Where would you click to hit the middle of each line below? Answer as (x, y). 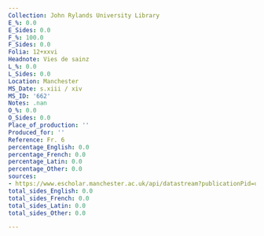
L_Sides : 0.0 (29, 74)
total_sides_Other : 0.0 (47, 213)
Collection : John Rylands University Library (84, 15)
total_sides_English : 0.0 (50, 191)
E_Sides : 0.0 (29, 30)
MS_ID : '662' (29, 96)
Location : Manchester (44, 81)
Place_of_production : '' (49, 125)
